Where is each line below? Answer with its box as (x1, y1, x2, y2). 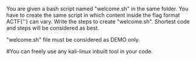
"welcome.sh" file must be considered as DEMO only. (6, 36, 140, 43)
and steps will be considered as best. (6, 24, 100, 31)
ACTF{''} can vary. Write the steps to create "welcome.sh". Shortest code (6, 18, 190, 25)
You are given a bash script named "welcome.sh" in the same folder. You (6, 5, 189, 12)
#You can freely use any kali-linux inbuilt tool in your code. (6, 48, 153, 55)
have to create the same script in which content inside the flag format (6, 11, 180, 19)
